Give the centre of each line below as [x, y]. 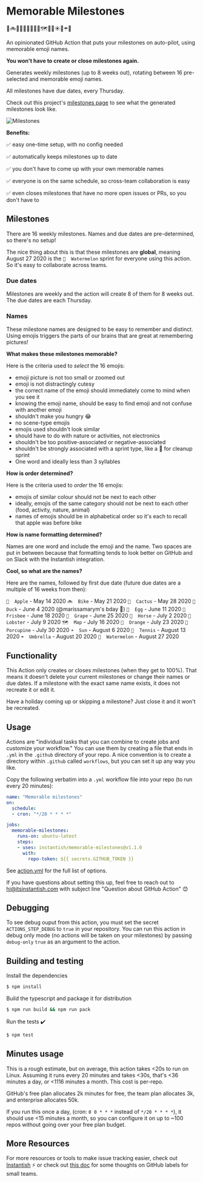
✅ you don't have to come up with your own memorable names [85, 169]
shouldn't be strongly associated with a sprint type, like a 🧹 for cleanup [104, 449]
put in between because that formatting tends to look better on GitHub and [99, 553]
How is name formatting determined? [54, 535]
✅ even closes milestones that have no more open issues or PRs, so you [96, 193]
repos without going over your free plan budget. [66, 1124]
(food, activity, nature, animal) [52, 510]
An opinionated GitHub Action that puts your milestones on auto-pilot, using [101, 42]
